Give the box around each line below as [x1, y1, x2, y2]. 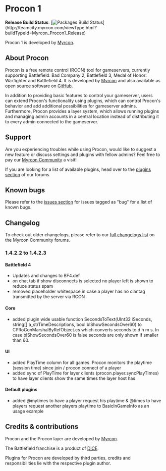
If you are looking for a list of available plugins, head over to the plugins [5, 166, 151, 172]
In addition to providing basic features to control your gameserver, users [5, 92, 153, 98]
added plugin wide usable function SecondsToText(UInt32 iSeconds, [12, 316, 153, 322]
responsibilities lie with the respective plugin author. [5, 460, 111, 466]
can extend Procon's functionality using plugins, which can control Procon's [5, 98, 161, 104]
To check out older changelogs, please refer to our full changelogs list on [5, 232, 155, 238]
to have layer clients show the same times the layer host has [12, 375, 135, 381]
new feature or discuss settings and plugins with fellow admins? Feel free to [5, 152, 160, 157]
